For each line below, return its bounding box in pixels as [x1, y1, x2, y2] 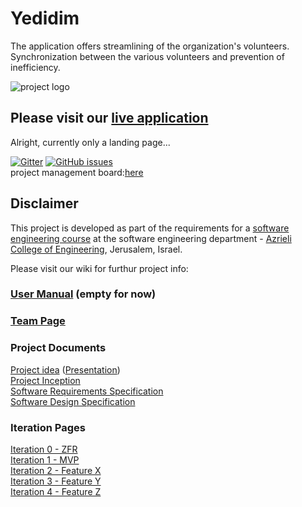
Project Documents [10, 341, 107, 355]
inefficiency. [10, 61, 61, 73]
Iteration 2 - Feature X [10, 465, 102, 476]
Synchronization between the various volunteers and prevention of [10, 50, 285, 62]
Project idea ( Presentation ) [10, 363, 121, 376]
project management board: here [10, 166, 144, 178]
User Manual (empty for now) [10, 287, 157, 301]
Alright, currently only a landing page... [10, 136, 171, 148]
